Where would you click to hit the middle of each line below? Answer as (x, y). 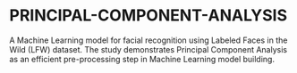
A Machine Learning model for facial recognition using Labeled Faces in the (148, 40)
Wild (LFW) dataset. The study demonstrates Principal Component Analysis (148, 49)
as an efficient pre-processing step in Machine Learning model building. (142, 59)
